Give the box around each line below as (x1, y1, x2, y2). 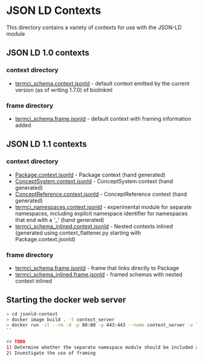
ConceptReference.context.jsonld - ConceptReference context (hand (14, 190, 187, 198)
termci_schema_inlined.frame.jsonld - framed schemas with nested (14, 270, 182, 278)
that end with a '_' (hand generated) (14, 216, 105, 223)
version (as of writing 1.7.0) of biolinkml (14, 86, 113, 93)
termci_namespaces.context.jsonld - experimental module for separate (14, 203, 192, 210)
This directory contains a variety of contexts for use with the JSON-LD (6, 24, 182, 31)
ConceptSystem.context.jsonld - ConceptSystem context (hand (14, 177, 173, 185)
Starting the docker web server (6, 295, 126, 305)
